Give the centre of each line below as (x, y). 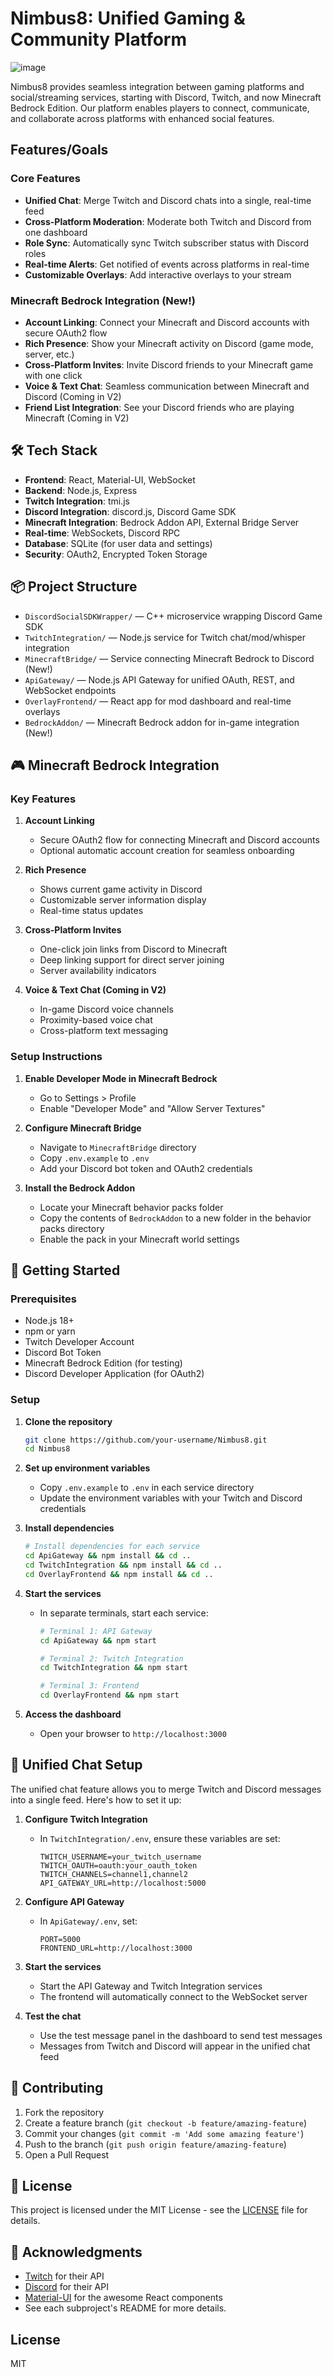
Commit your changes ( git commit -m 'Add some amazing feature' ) (164, 2133)
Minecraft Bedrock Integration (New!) (103, 300)
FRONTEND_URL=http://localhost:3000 (116, 1948)
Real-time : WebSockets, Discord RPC (102, 533)
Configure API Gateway (74, 1901)
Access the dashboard (73, 1714)
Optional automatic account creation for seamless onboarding (167, 851)
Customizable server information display (123, 900)
